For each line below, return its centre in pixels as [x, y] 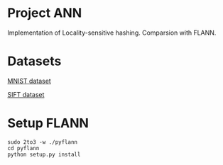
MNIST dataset [29, 81]
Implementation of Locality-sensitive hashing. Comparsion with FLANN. [112, 33]
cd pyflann [23, 148]
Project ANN [45, 13]
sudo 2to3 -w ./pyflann [43, 142]
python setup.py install [44, 154]
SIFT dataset [26, 94]
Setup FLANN [48, 124]
